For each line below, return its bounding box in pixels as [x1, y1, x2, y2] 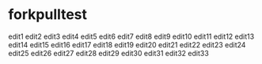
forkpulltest [8, 6, 88, 24]
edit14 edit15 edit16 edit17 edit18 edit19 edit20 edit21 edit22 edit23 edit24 [8, 40, 246, 49]
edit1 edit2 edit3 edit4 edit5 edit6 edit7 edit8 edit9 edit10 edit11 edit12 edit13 [8, 32, 255, 41]
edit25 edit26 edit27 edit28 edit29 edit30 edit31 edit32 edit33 [8, 48, 210, 58]
